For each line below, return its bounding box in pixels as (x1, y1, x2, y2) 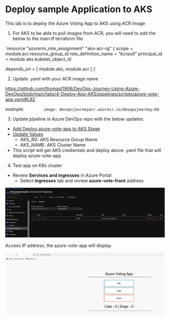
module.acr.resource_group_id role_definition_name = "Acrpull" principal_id (5, 51, 162, 57)
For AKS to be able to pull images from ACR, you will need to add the (12, 30, 156, 36)
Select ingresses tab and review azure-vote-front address (20, 177, 144, 183)
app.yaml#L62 (5, 96, 35, 102)
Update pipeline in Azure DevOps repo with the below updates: (12, 115, 144, 122)
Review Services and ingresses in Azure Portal (12, 172, 112, 178)
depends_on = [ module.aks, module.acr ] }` (5, 66, 97, 72)
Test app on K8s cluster (12, 162, 62, 168)
